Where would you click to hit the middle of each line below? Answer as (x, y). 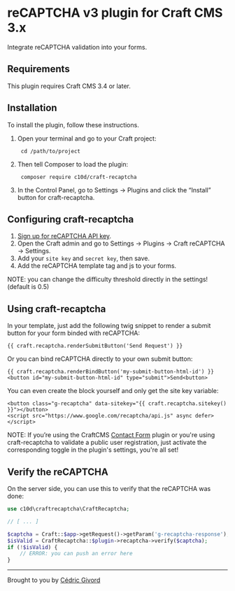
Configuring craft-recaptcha (71, 219)
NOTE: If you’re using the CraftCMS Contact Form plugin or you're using (111, 435)
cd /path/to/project (50, 151)
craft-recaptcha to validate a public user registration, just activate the (107, 443)
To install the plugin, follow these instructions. (73, 124)
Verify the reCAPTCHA (58, 472)
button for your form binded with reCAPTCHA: (74, 333)
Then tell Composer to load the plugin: (72, 164)
